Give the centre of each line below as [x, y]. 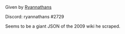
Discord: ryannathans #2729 [35, 17]
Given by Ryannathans [28, 7]
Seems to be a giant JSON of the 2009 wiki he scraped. [63, 26]
